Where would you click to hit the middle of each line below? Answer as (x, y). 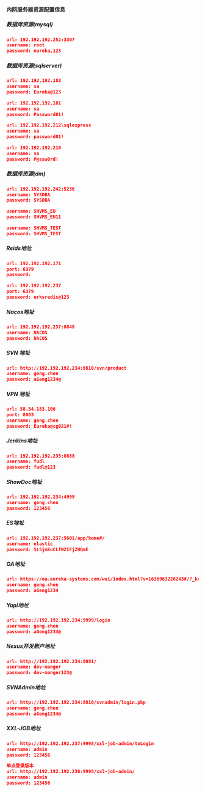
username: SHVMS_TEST (34, 228)
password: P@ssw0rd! (33, 159)
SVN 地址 (18, 353)
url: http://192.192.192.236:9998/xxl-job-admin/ (71, 772)
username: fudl (26, 461)
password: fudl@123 (31, 468)
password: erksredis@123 (38, 297)
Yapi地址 (18, 605)
